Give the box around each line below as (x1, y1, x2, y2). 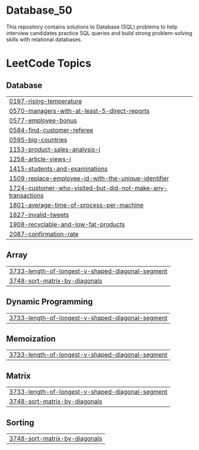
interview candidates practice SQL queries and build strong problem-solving (6, 29, 192, 36)
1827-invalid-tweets (9, 210, 69, 218)
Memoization (6, 334, 56, 344)
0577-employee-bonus (9, 116, 77, 125)
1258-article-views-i (9, 155, 71, 163)
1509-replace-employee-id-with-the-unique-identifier (9, 174, 169, 182)
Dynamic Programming (6, 297, 93, 307)
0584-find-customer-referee (9, 126, 94, 134)
